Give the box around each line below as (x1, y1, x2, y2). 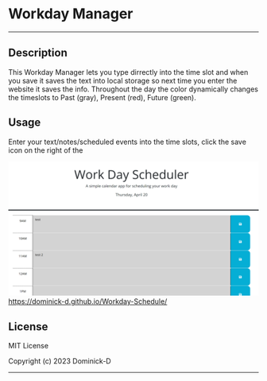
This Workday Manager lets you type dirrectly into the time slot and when (8, 67, 249, 76)
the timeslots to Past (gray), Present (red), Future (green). (8, 92, 197, 102)
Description (8, 46, 68, 60)
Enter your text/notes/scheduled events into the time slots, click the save (8, 137, 246, 146)
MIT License (8, 341, 49, 351)
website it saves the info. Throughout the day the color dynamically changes (8, 84, 258, 94)
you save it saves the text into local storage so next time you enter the (8, 76, 238, 85)
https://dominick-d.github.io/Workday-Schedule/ (8, 297, 168, 306)
